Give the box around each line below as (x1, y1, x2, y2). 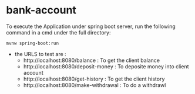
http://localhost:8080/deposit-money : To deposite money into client (23, 62, 189, 70)
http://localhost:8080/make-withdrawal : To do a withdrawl (23, 81, 166, 88)
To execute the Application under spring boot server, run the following (6, 23, 176, 30)
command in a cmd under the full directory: (6, 29, 111, 36)
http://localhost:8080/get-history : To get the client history (23, 75, 165, 82)
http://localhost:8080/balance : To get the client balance (23, 57, 160, 64)
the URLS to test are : (14, 50, 66, 57)
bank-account (6, 4, 76, 17)
